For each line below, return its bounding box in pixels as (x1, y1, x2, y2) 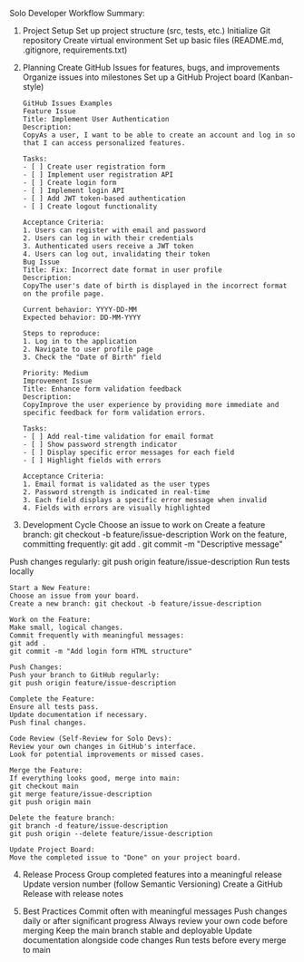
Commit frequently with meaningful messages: (9, 631, 184, 640)
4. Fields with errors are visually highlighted (22, 503, 211, 512)
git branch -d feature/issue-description (9, 821, 169, 831)
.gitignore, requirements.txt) (22, 44, 128, 55)
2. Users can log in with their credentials (22, 234, 194, 243)
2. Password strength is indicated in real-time (22, 488, 211, 497)
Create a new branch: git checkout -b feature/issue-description (9, 599, 261, 608)
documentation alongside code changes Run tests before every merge (22, 935, 287, 946)
